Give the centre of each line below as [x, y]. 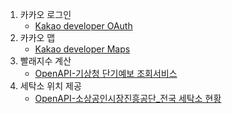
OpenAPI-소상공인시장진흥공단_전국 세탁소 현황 [128, 98]
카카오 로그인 [45, 14]
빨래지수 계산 [45, 61]
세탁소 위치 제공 [50, 86]
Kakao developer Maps [82, 49]
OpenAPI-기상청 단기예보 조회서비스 [106, 73]
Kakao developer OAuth [83, 26]
